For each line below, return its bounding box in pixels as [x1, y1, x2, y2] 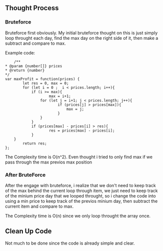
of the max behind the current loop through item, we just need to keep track [5, 188, 158, 194]
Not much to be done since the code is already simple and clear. [5, 240, 135, 246]
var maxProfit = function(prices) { [5, 76, 80, 82]
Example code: [5, 50, 35, 56]
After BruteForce [5, 171, 46, 178]
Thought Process [5, 4, 59, 12]
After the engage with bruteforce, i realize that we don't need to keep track [5, 182, 156, 188]
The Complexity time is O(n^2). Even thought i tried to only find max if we [5, 154, 153, 160]
